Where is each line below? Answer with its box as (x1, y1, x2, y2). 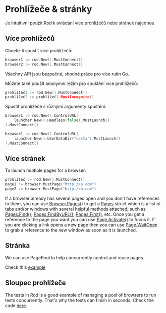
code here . (5, 302, 27, 309)
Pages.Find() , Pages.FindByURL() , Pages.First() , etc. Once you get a (5, 211, 145, 217)
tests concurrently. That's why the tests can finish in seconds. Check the (5, 297, 154, 303)
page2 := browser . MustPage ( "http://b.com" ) (5, 186, 97, 192)
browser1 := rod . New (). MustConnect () (5, 57, 83, 62)
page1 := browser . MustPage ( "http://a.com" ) (5, 182, 97, 187)
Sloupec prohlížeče (5, 279, 66, 287)
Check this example (5, 264, 46, 270)
